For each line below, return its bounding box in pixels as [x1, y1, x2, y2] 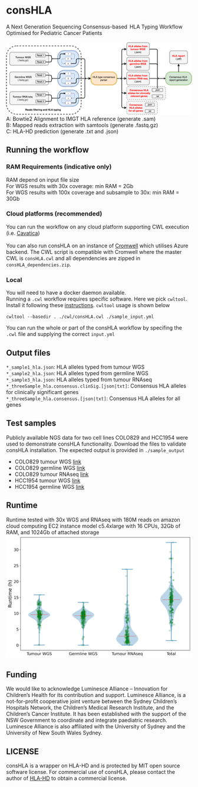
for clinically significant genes [6, 388, 79, 395]
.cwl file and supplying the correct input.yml [6, 331, 115, 338]
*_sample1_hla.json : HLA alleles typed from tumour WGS [6, 363, 145, 370]
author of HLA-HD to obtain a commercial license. [6, 775, 127, 782]
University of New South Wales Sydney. [6, 729, 103, 737]
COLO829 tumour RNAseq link [14, 470, 89, 478]
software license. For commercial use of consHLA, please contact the [6, 768, 176, 775]
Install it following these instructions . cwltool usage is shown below [6, 302, 170, 309]
